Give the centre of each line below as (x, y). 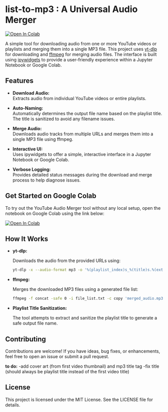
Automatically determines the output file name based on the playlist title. (87, 113)
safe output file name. (35, 323)
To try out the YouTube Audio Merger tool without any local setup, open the (83, 208)
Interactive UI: (28, 149)
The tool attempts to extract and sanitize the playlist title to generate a (85, 318)
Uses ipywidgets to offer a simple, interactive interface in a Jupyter (82, 154)
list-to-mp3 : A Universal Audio (71, 9)
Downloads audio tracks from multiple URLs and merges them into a (83, 134)
